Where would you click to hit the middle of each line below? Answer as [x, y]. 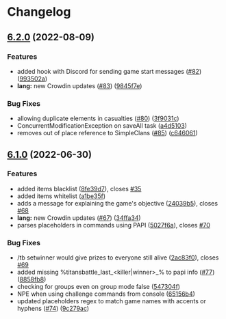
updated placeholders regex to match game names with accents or [112, 301]
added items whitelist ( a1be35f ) [61, 196]
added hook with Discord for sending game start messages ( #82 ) [109, 71]
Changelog [39, 12]
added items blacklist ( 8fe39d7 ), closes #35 [79, 189]
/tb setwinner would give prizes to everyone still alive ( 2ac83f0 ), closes [118, 258]
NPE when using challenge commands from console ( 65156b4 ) [106, 294]
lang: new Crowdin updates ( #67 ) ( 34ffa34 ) [79, 218]
